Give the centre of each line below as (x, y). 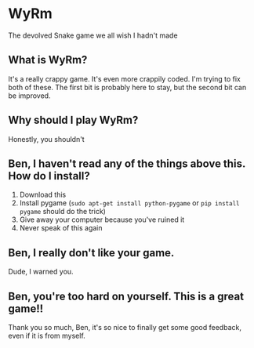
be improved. (29, 96)
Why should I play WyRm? (73, 120)
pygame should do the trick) (62, 212)
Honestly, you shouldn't (46, 139)
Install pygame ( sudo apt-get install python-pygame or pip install (129, 203)
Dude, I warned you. (41, 272)
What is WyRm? (48, 60)
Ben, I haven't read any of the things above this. (127, 163)
